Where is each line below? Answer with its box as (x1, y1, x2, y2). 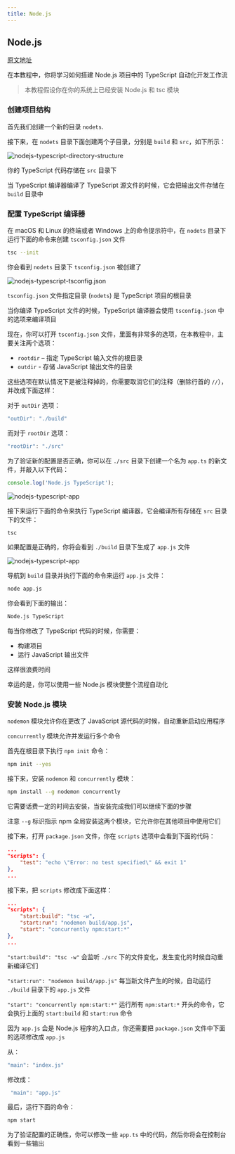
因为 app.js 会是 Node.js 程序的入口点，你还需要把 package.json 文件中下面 (7, 1024, 226, 1032)
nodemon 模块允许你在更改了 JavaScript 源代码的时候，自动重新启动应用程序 (7, 717, 226, 725)
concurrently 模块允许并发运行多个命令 (7, 732, 121, 741)
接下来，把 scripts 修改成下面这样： (7, 885, 113, 894)
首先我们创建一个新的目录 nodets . (7, 122, 104, 131)
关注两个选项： (13, 338, 57, 347)
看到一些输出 (7, 1139, 44, 1148)
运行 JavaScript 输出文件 (17, 650, 89, 659)
